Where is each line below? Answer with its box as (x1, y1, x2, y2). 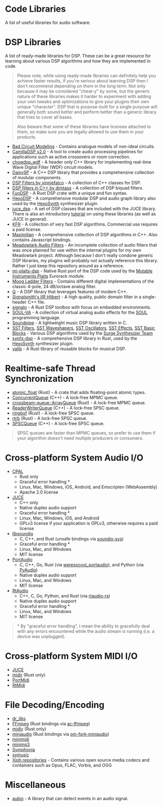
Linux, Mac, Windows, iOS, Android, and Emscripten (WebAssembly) (19, 484, 158, 490)
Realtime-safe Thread (5, 363, 96, 374)
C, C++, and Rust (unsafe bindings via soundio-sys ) (19, 536, 124, 541)
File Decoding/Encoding (5, 699, 105, 710)
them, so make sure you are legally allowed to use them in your (17, 128, 144, 135)
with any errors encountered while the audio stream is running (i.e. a (17, 628, 155, 634)
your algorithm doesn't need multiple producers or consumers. (17, 435, 143, 441)
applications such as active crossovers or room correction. (12, 154, 131, 160)
